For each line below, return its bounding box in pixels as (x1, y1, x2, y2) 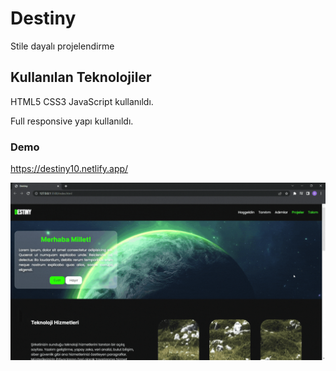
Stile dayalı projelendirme (10, 40, 115, 52)
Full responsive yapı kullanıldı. (10, 115, 134, 127)
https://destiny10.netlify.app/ (10, 163, 129, 175)
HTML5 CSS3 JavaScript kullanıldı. (10, 95, 154, 107)
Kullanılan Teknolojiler (10, 69, 152, 86)
